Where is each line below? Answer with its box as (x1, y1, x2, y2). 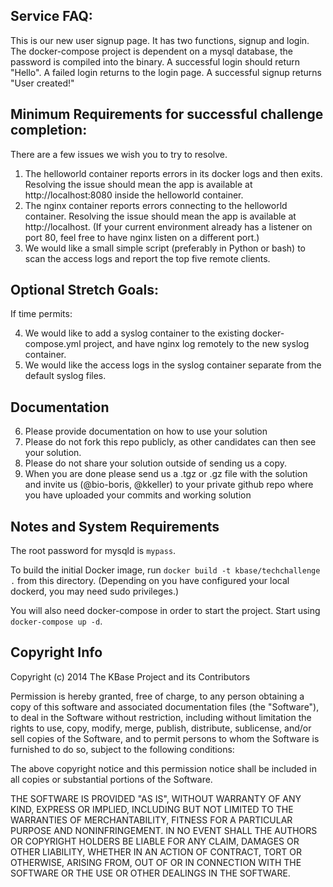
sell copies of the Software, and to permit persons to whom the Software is (10, 732, 320, 744)
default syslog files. (24, 370, 107, 382)
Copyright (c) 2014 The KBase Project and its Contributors (10, 670, 251, 683)
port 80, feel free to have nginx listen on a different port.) (24, 231, 260, 243)
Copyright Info (10, 644, 103, 661)
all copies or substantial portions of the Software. (10, 773, 213, 785)
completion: (10, 122, 88, 139)
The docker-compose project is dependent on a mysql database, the (10, 45, 293, 57)
